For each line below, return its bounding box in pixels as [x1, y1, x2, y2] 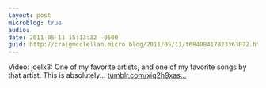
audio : [8, 26, 30, 34]
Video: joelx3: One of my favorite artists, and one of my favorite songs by [8, 62, 247, 71]
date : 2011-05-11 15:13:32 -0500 [8, 33, 119, 42]
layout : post [8, 11, 51, 20]
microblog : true [8, 19, 62, 27]
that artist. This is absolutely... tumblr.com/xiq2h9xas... [8, 71, 187, 80]
